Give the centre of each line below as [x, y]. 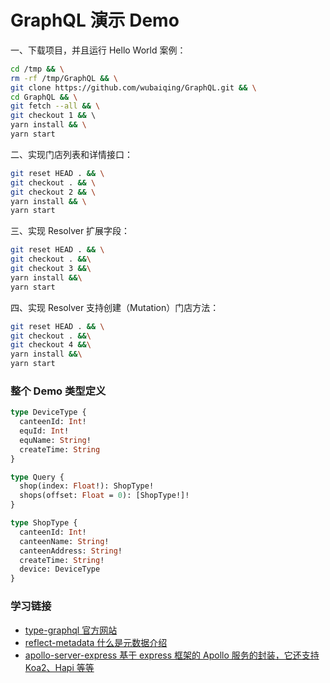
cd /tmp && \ [37, 69]
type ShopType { [44, 523]
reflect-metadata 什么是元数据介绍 [96, 642]
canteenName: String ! [64, 541]
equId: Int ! [44, 431]
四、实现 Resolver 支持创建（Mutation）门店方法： [115, 307]
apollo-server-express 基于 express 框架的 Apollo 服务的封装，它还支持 [172, 655]
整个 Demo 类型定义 [58, 391]
